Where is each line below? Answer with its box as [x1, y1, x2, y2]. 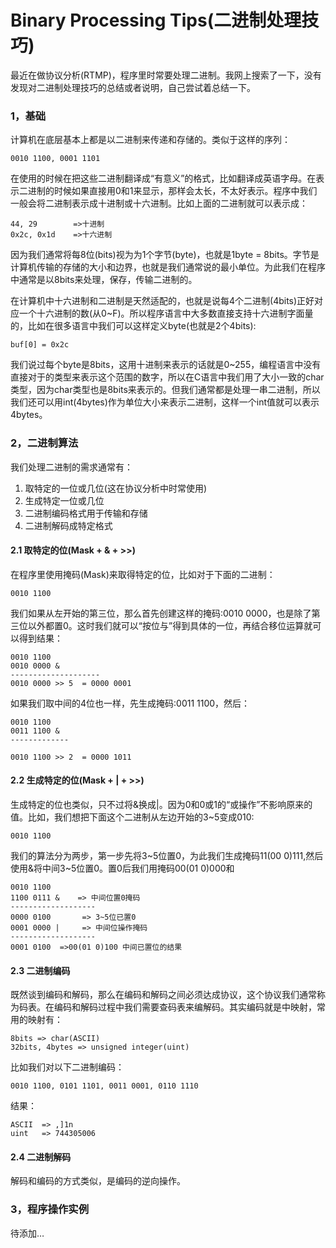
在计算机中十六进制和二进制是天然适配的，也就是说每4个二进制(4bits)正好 [10, 295, 315, 307]
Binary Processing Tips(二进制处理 [10, 9, 302, 32]
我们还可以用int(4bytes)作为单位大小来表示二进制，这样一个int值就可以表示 [10, 396, 320, 408]
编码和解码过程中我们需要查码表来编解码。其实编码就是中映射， [53, 1001, 317, 1013]
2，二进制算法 [10, 436, 79, 450]
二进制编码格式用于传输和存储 [24, 507, 148, 519]
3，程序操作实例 [10, 1202, 90, 1216]
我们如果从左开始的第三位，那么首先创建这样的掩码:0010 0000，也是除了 [10, 607, 312, 619]
